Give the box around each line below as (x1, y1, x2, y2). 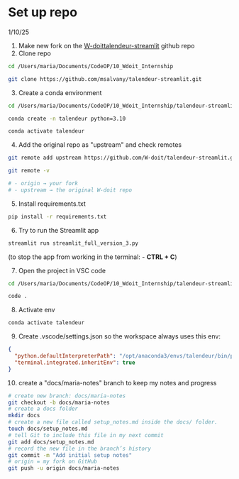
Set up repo (8, 4, 77, 21)
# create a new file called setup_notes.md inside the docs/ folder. (8, 419, 218, 426)
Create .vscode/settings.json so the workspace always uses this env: (18, 332, 221, 341)
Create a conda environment (18, 88, 102, 97)
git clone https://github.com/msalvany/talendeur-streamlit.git (8, 75, 202, 82)
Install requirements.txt (18, 199, 86, 208)
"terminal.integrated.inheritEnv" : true (14, 359, 135, 366)
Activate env (18, 306, 55, 314)
